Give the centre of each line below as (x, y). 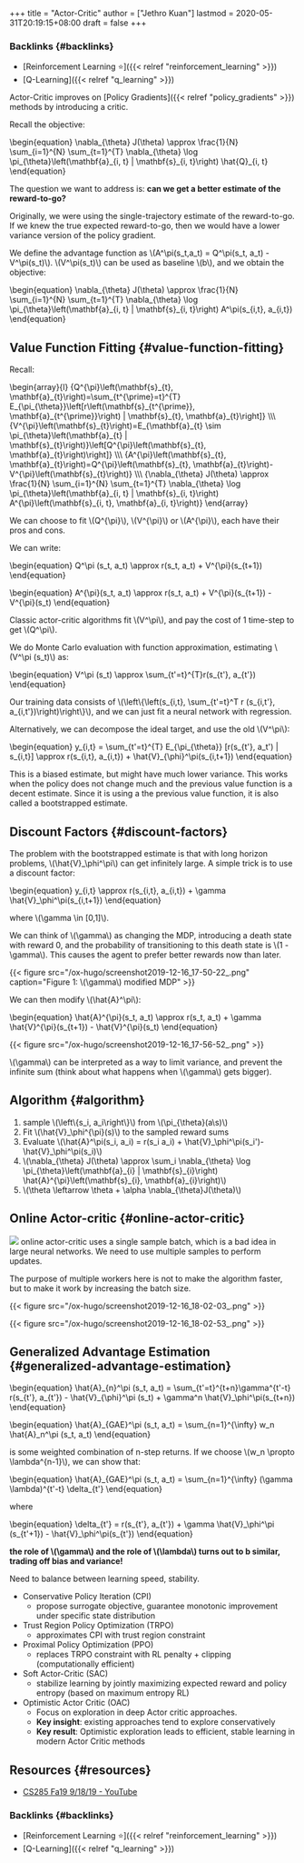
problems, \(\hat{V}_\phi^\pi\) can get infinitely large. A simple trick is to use (151, 863)
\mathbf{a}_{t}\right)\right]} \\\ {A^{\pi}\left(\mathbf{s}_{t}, (118, 455)
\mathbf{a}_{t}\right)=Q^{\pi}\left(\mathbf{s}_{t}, (100, 465)
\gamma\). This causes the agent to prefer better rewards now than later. (145, 955)
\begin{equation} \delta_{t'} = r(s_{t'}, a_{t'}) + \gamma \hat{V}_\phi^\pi (142, 1524)
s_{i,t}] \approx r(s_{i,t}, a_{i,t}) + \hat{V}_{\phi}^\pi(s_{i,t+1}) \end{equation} (151, 756)
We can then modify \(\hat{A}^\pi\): (75, 999)
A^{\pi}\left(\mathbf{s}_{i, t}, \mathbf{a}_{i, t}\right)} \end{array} (129, 503)
